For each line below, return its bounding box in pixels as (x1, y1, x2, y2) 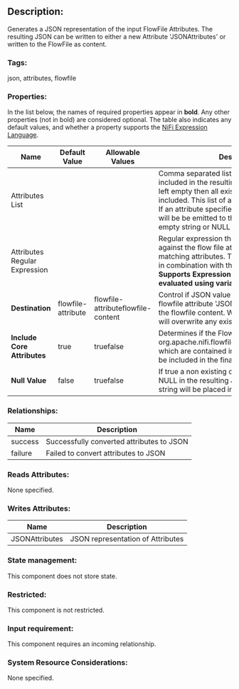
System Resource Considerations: (7, 658, 128, 668)
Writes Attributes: (7, 503, 71, 513)
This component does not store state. (7, 571, 117, 580)
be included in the (158, 355, 218, 365)
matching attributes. (158, 251, 225, 261)
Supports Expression (158, 269, 231, 279)
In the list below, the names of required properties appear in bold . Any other (7, 108, 230, 116)
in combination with (158, 261, 224, 271)
